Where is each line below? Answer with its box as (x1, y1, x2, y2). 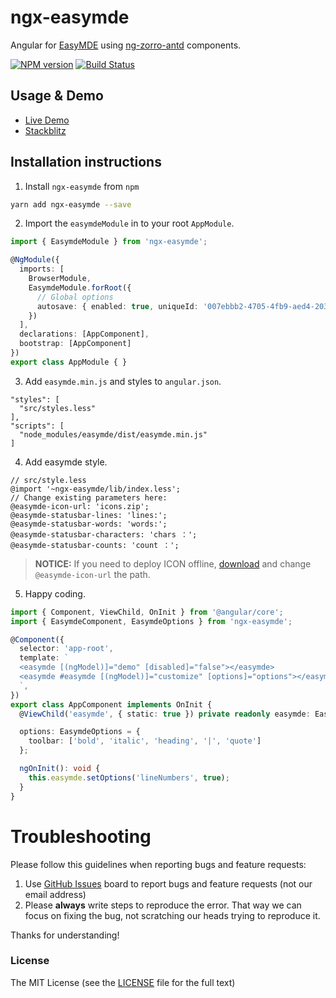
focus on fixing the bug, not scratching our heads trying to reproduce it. (24, 909, 321, 921)
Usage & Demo (10, 87, 104, 105)
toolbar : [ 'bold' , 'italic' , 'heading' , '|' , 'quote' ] (28, 736, 262, 746)
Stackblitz (24, 124, 67, 136)
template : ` (19, 653, 70, 663)
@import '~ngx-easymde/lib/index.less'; (10, 484, 182, 494)
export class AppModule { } (10, 357, 128, 367)
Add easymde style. (24, 456, 108, 468)
